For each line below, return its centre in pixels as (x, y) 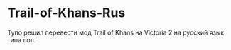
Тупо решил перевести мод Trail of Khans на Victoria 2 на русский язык (116, 32)
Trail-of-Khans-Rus (66, 13)
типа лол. (22, 39)
